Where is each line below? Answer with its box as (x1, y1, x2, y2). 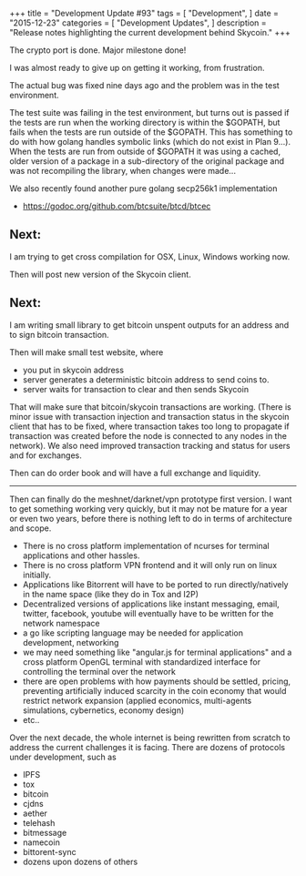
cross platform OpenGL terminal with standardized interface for (22, 656, 261, 667)
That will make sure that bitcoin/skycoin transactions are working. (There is (9, 401, 291, 413)
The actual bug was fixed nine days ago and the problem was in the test (9, 80, 280, 90)
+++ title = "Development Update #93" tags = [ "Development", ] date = (9, 8, 280, 18)
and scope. (9, 523, 52, 534)
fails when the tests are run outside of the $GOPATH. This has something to (9, 127, 293, 138)
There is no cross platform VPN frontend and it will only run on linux (22, 559, 278, 570)
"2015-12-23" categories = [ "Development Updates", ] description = (9, 17, 267, 28)
